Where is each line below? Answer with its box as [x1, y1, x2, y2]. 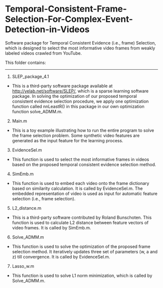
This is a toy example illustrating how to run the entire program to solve [12, 127, 154, 133]
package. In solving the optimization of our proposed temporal [12, 93, 137, 99]
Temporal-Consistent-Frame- [5, 3, 127, 15]
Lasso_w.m [12, 263, 34, 269]
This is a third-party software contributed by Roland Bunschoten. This [12, 214, 152, 220]
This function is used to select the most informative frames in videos [12, 156, 149, 162]
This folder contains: [5, 60, 46, 65]
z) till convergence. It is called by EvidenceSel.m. [12, 254, 111, 259]
